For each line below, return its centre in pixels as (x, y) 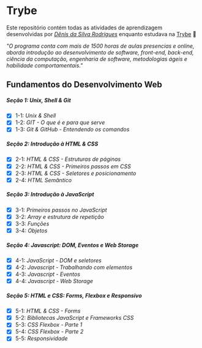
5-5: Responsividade (42, 339)
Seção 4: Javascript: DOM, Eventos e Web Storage (73, 245)
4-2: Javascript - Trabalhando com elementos (74, 267)
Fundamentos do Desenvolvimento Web (84, 85)
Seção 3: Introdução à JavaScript (50, 194)
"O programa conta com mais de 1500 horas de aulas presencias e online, (100, 46)
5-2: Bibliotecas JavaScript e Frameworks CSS (74, 318)
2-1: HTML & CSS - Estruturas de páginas (68, 159)
